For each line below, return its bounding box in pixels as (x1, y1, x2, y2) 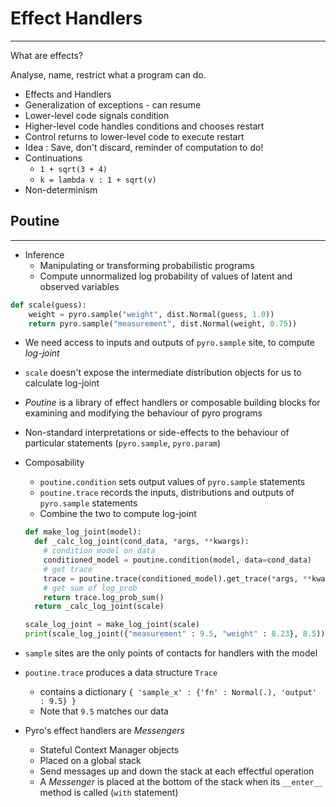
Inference (24, 248, 65, 261)
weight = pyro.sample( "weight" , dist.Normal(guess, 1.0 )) (28, 309, 275, 319)
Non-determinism (24, 183, 98, 196)
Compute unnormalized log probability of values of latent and (39, 270, 293, 282)
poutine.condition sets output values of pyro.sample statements (39, 476, 306, 488)
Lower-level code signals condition (24, 109, 170, 121)
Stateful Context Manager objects (39, 744, 180, 756)
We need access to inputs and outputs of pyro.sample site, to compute (24, 337, 315, 349)
